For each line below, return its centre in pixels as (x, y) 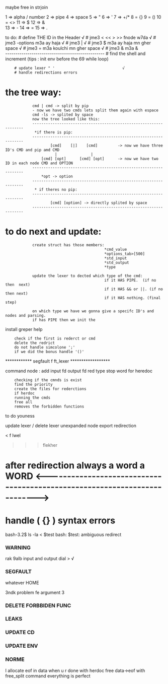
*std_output (117, 262)
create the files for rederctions (50, 389)
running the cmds (32, 397)
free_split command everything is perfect (48, 676)
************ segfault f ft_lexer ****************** (58, 361)
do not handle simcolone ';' (45, 347)
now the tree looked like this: (66, 119)
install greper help (24, 329)
